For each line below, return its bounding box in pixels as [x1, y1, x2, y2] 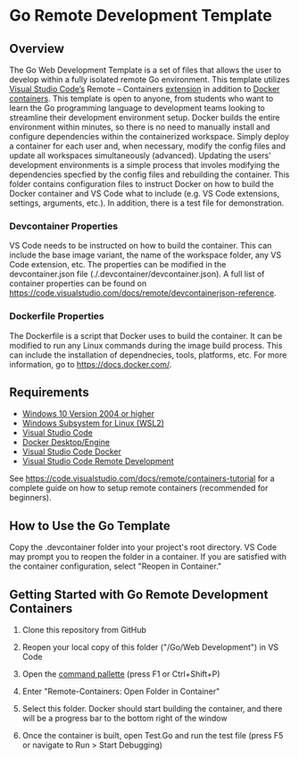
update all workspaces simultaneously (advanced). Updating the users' [9, 150, 271, 161]
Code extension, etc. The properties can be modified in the [9, 259, 227, 270]
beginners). [9, 493, 52, 503]
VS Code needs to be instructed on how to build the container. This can [9, 240, 272, 251]
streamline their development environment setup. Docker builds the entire [9, 113, 280, 122]
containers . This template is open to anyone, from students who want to [9, 93, 274, 104]
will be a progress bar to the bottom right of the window [21, 713, 228, 724]
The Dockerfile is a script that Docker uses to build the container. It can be [9, 330, 283, 341]
